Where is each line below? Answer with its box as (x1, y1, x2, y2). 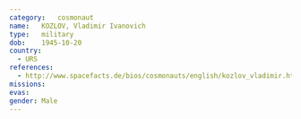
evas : (9, 88, 30, 97)
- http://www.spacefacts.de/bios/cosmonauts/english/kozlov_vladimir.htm (17, 72, 298, 81)
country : (9, 47, 42, 55)
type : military (9, 30, 74, 38)
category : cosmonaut (9, 13, 94, 22)
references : (9, 64, 54, 72)
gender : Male (9, 96, 58, 106)
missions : (9, 80, 47, 89)
